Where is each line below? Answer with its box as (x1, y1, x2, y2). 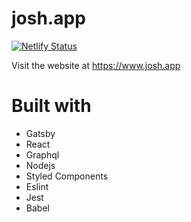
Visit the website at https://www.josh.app (11, 59, 181, 71)
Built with (11, 95, 92, 117)
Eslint (25, 180, 49, 192)
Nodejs (25, 159, 56, 171)
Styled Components (25, 170, 109, 182)
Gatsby (25, 127, 56, 139)
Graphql (25, 148, 60, 161)
